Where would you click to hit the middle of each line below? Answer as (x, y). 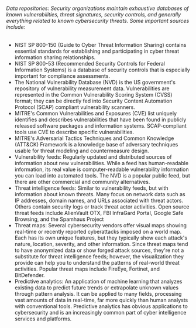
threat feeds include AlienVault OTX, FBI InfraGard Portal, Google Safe (99, 213)
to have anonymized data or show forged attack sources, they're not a (99, 250)
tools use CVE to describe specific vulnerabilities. (74, 132)
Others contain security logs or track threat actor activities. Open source (102, 207)
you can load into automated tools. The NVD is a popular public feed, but (102, 176)
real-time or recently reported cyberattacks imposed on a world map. (98, 232)
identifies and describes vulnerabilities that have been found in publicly (100, 119)
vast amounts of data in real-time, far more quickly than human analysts (101, 300)
